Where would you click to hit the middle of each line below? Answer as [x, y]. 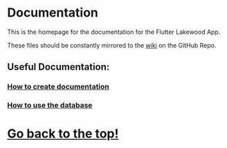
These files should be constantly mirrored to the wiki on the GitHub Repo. [112, 45]
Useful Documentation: [58, 67]
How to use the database [50, 105]
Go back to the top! [63, 134]
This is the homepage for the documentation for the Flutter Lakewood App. [114, 32]
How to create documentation [58, 86]
